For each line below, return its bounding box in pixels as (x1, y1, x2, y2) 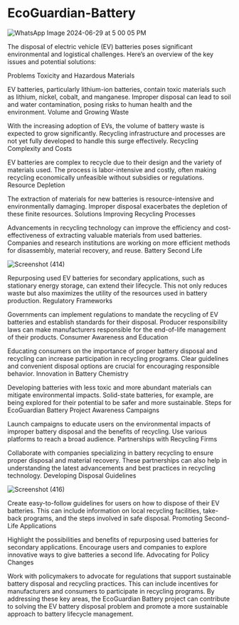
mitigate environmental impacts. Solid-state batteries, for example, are (7, 390, 214, 399)
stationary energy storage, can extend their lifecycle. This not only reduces (7, 281, 228, 290)
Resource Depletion (7, 180, 65, 189)
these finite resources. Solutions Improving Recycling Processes (7, 209, 196, 218)
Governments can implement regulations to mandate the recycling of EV (7, 310, 218, 318)
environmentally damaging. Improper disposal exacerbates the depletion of (7, 201, 228, 211)
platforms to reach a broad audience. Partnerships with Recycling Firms (7, 434, 218, 443)
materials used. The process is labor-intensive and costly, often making (7, 165, 217, 174)
